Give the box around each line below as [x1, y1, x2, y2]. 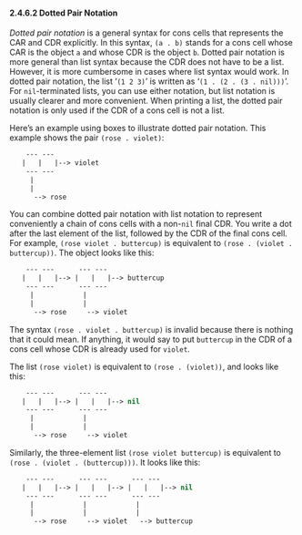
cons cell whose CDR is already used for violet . [9, 343, 191, 355]
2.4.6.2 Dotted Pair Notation [9, 7, 118, 18]
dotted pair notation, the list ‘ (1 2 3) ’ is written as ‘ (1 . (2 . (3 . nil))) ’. [9, 76, 289, 87]
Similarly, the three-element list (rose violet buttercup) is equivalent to [9, 447, 282, 458]
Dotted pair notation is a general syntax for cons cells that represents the [9, 27, 284, 38]
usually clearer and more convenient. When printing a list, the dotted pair [9, 96, 283, 107]
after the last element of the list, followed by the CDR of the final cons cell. [9, 228, 288, 239]
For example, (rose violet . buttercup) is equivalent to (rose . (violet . [9, 238, 293, 249]
